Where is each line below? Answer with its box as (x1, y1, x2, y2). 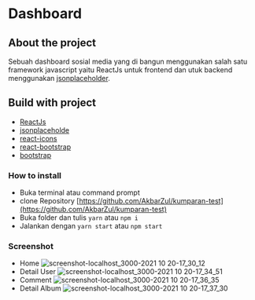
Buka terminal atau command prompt (19, 188, 140, 197)
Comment (19, 276, 52, 285)
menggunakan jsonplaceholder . (8, 74, 110, 82)
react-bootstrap (19, 142, 72, 152)
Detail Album (19, 284, 61, 293)
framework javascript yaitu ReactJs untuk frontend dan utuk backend (8, 65, 233, 75)
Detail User (19, 267, 57, 276)
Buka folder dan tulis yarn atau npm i (19, 213, 139, 222)
